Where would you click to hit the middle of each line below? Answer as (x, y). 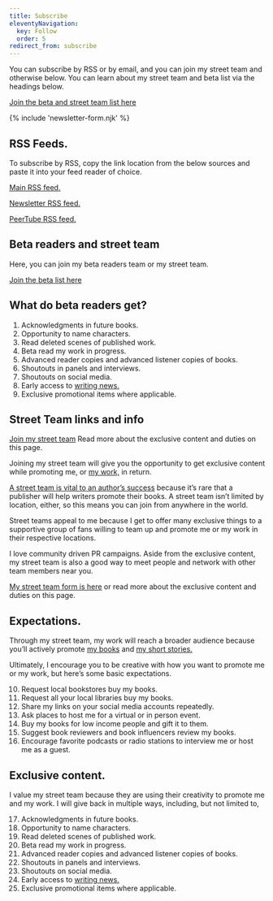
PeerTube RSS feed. (43, 219)
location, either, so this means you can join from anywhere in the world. (129, 505)
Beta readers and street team (84, 245)
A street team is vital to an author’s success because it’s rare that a (121, 487)
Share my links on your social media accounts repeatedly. (117, 707)
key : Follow (37, 31)
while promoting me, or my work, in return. (81, 472)
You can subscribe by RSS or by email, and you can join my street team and (136, 69)
